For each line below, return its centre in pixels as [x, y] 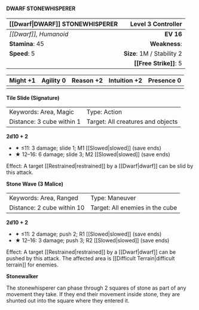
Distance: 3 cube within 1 [45, 121]
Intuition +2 [125, 81]
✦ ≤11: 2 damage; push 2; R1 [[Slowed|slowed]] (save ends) [88, 234]
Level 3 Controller [156, 24]
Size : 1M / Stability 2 [153, 54]
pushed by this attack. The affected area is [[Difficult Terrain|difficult [91, 259]
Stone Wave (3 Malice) [35, 184]
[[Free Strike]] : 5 [158, 63]
